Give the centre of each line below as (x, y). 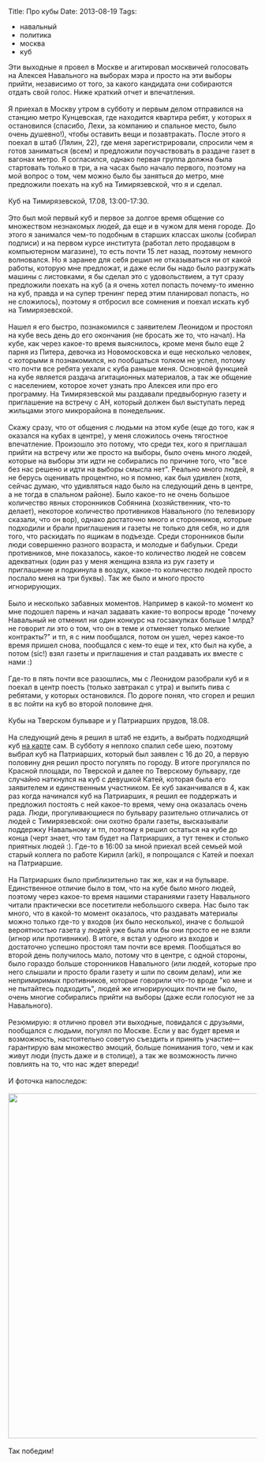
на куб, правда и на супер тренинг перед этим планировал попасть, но (129, 293)
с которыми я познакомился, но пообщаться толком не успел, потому (127, 360)
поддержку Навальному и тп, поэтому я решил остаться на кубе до (123, 830)
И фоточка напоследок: (48, 1081)
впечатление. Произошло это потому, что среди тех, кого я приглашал (127, 444)
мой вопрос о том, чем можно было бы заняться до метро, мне (116, 176)
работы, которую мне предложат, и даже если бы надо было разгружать (132, 268)
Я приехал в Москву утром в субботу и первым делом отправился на (126, 109)
